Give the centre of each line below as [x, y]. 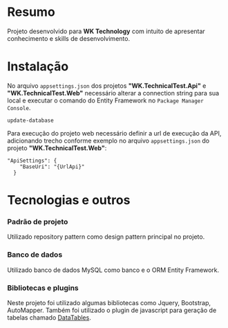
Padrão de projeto [38, 221]
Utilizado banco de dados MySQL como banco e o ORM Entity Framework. [113, 270]
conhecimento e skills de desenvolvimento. [68, 38]
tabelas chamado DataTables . [49, 317]
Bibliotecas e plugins [43, 288]
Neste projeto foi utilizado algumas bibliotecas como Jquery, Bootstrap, [109, 302]
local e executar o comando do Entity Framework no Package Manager [105, 100]
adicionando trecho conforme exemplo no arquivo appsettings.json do [108, 140]
